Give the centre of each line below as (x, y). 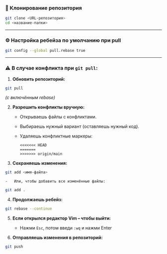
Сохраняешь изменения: (40, 163)
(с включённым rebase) (30, 98)
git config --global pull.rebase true (45, 51)
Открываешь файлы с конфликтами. (58, 117)
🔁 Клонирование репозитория (43, 8)
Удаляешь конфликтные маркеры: (56, 136)
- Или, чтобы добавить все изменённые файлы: (55, 181)
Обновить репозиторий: (39, 79)
